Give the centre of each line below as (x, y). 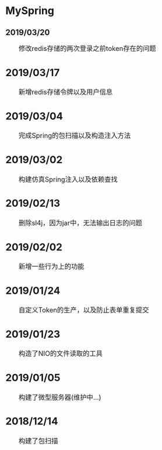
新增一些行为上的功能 (52, 267)
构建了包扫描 (38, 441)
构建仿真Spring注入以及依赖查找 (68, 179)
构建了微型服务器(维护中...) (60, 397)
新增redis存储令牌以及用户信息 (66, 92)
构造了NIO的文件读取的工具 (61, 354)
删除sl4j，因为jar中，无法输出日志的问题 (81, 223)
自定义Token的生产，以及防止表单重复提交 (84, 310)
